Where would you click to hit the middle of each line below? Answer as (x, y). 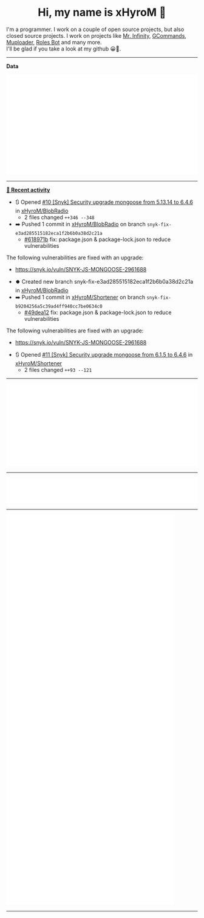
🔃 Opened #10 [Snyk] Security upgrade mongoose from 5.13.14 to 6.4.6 (104, 202)
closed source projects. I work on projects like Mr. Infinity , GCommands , (97, 35)
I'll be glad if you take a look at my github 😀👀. (64, 49)
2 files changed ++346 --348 (59, 217)
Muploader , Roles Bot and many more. (54, 42)
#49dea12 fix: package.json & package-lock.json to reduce (98, 312)
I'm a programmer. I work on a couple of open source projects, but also (95, 29)
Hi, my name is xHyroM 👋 (102, 12)
